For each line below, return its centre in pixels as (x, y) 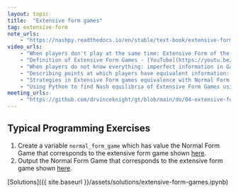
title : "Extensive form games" (55, 21)
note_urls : (23, 34)
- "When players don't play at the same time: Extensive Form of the (125, 54)
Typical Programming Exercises (79, 128)
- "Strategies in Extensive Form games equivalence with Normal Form (125, 80)
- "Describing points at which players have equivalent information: (125, 73)
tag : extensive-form (38, 27)
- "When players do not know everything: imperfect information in (121, 67)
